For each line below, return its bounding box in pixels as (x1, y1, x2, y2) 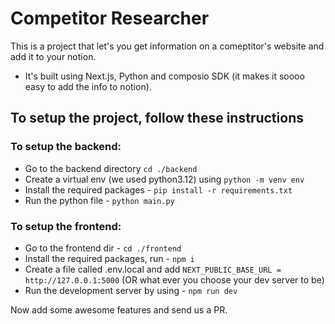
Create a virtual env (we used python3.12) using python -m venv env (24, 173, 305, 185)
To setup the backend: (10, 140, 122, 154)
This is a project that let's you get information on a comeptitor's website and (10, 40, 325, 52)
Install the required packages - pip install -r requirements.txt (24, 183, 293, 196)
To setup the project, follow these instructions (10, 110, 304, 127)
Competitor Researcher (10, 7, 210, 30)
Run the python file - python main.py (24, 194, 175, 206)
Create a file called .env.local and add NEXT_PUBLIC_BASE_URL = (24, 263, 282, 275)
